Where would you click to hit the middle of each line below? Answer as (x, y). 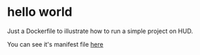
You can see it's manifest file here (55, 44)
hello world (40, 12)
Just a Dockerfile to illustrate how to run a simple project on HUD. (100, 31)
